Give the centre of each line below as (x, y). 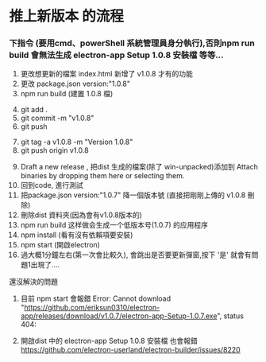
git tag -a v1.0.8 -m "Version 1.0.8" (77, 142)
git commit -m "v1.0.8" (57, 118)
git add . (34, 110)
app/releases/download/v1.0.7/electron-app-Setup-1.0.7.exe (119, 316)
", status (230, 316)
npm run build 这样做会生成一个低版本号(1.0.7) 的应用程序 (114, 225)
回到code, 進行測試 (52, 185)
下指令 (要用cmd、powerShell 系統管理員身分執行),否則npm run (132, 43)
